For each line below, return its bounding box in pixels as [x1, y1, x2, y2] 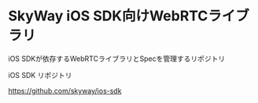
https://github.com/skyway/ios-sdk [8, 86, 122, 95]
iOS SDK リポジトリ [8, 70, 72, 80]
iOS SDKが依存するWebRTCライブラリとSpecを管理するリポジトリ [8, 54, 226, 63]
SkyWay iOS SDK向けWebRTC [8, 7, 208, 25]
